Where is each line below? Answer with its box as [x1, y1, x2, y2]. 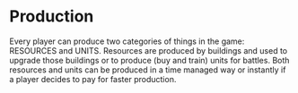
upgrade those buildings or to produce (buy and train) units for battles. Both [9, 55, 290, 65]
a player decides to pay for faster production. [9, 73, 177, 84]
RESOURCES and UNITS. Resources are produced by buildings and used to [9, 45, 288, 55]
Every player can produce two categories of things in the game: [9, 36, 245, 46]
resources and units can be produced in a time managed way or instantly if [9, 64, 286, 75]
